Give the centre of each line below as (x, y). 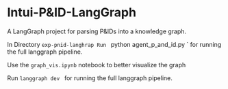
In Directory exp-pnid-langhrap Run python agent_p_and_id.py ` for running (114, 44)
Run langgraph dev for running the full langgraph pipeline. (90, 78)
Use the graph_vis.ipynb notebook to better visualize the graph (97, 65)
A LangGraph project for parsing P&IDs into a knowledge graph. (97, 31)
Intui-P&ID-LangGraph (72, 13)
